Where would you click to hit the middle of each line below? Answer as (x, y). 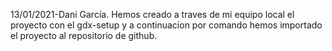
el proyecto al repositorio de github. (84, 35)
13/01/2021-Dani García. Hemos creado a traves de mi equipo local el (152, 14)
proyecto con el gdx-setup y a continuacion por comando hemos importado (166, 25)
